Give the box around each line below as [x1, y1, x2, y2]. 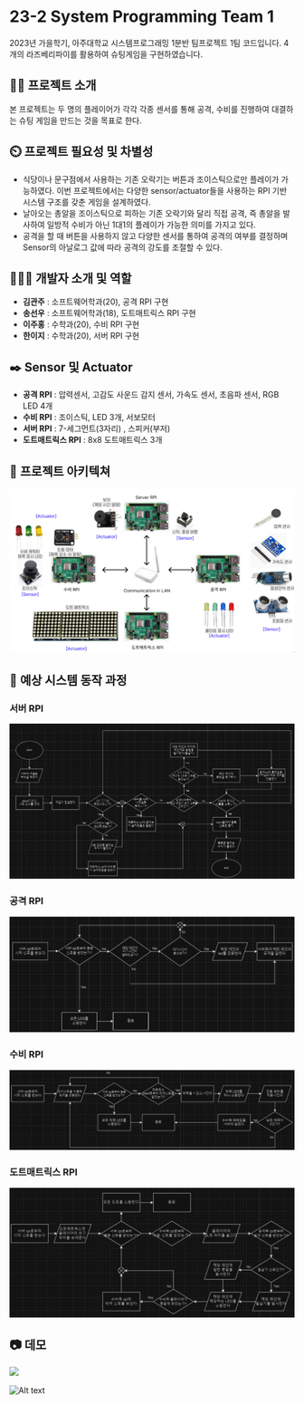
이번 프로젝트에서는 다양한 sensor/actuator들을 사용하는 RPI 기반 [56, 185, 288, 196]
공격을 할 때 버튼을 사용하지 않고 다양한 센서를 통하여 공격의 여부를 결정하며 [22, 230, 289, 241]
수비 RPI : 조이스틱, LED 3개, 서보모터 [22, 412, 156, 423]
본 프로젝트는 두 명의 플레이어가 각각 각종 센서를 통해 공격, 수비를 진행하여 [9, 103, 270, 114]
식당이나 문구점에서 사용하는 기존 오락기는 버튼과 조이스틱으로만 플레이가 [22, 174, 280, 185]
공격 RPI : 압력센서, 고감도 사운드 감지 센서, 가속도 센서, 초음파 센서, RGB [22, 389, 280, 400]
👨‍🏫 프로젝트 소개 [9, 78, 97, 93]
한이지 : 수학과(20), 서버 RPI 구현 [22, 331, 140, 341]
